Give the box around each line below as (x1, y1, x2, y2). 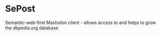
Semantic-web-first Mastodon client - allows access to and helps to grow (5, 19, 156, 25)
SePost (5, 3, 36, 14)
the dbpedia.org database (5, 24, 58, 30)
